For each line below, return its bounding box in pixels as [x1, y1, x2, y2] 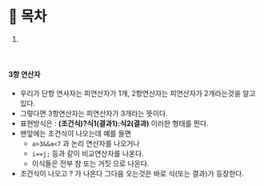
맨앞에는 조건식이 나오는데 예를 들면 [19, 129, 132, 139]
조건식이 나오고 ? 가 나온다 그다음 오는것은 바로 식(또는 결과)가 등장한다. [19, 169, 244, 179]
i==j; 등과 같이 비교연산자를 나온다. [31, 149, 144, 159]
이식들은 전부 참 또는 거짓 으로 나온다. [31, 159, 150, 168]
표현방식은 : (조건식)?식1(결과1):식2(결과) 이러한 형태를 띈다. [19, 119, 210, 128]
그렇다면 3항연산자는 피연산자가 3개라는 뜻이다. [19, 109, 168, 119]
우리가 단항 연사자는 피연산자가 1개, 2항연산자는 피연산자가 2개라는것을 [19, 89, 242, 99]
